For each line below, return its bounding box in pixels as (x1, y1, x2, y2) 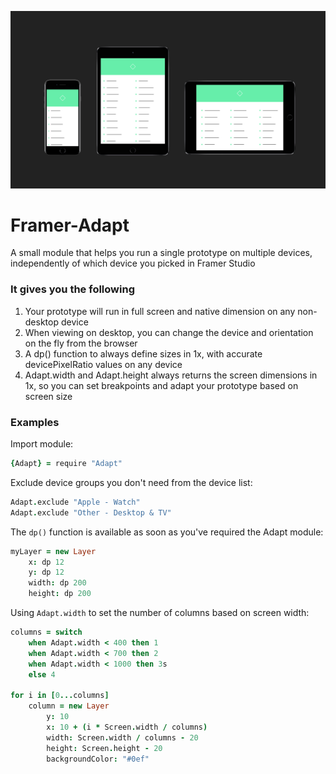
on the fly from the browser (24, 337, 138, 349)
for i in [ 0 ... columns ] (10, 691, 110, 701)
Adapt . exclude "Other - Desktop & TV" (10, 507, 172, 518)
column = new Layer (28, 701, 110, 711)
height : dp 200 (28, 589, 92, 599)
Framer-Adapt (10, 214, 130, 236)
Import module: (10, 438, 74, 450)
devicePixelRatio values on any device (24, 358, 183, 370)
